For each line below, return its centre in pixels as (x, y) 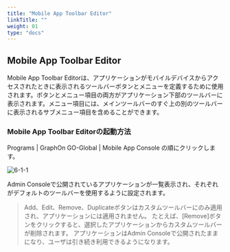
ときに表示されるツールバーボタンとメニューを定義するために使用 (130, 87)
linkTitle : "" (27, 20)
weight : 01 (23, 26)
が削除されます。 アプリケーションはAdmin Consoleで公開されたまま (121, 233)
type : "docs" (26, 33)
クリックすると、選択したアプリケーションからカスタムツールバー (129, 225)
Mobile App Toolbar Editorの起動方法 (69, 131)
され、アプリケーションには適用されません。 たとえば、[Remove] (116, 216)
